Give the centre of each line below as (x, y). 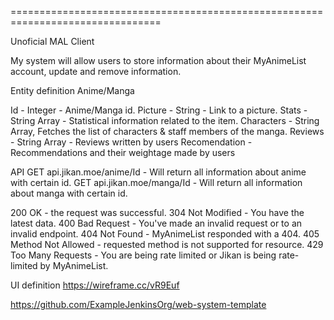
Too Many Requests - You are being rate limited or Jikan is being (143, 255)
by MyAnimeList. (74, 265)
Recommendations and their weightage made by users (123, 152)
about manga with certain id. (69, 193)
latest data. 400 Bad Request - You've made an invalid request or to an (156, 223)
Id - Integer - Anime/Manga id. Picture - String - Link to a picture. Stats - (159, 110)
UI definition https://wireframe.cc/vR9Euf (95, 285)
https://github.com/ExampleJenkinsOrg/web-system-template (138, 304)
